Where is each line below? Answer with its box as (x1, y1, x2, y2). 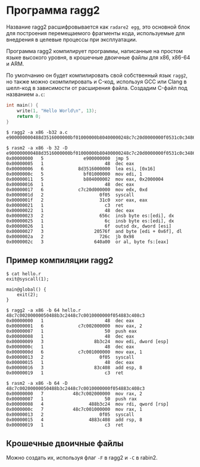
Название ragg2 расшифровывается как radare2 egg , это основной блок (6, 23, 190, 30)
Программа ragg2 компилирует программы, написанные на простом (6, 47, 183, 54)
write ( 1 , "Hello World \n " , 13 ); (17, 108, 97, 114)
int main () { (6, 102, 39, 108)
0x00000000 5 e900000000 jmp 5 (6, 155, 129, 161)
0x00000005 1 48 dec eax (6, 161, 135, 167)
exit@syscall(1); (6, 276, 49, 282)
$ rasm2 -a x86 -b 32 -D (6, 145, 68, 151)
